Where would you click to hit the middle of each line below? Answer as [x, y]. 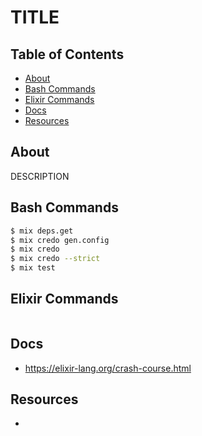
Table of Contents [67, 54]
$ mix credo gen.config [60, 240]
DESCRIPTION [40, 176]
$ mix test [33, 268]
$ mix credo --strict [55, 259]
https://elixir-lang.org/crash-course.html [108, 368]
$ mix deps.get [42, 231]
